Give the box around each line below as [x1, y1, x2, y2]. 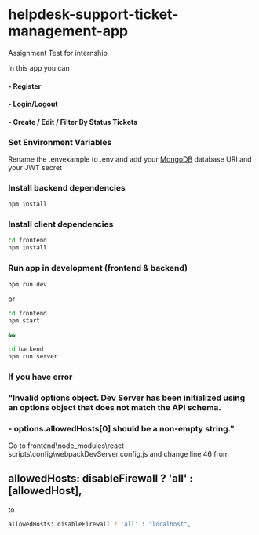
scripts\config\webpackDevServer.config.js [8, 449, 148, 458]
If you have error [8, 371, 73, 382]
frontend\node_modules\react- [27, 441, 127, 450]
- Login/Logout [8, 100, 58, 109]
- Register [8, 81, 42, 91]
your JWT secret [8, 163, 63, 173]
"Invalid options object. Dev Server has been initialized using [8, 392, 246, 403]
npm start [8, 317, 41, 325]
